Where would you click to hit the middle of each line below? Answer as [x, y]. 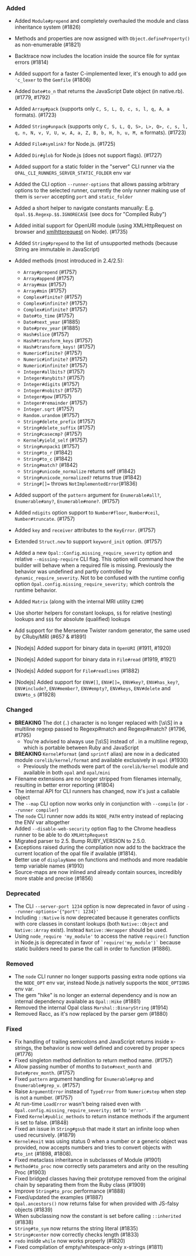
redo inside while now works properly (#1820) [70, 1241]
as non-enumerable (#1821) [48, 45]
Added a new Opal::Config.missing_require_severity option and [93, 553]
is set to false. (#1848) [42, 1122]
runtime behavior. [36, 591]
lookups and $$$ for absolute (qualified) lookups [72, 619]
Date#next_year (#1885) [52, 322]
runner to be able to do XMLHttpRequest [61, 835]
